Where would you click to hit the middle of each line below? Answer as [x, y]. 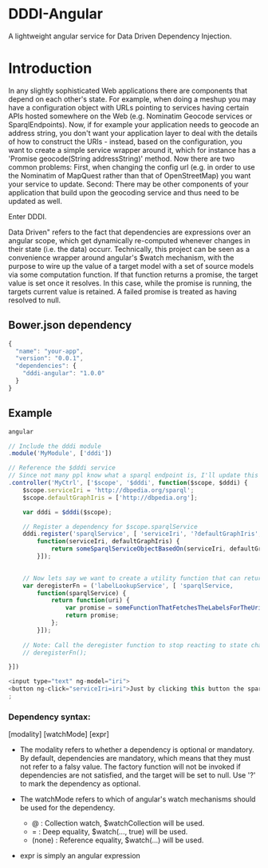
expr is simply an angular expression [80, 856]
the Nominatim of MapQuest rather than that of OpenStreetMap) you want [130, 175]
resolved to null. [35, 300]
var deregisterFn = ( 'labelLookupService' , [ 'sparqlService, [128, 586]
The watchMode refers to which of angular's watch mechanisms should [138, 799]
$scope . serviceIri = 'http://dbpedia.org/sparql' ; [108, 490]
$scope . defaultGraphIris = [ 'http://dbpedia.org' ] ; [110, 498]
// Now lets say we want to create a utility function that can [132, 578]
